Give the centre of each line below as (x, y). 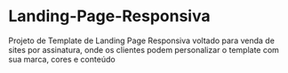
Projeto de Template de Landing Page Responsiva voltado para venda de (141, 40)
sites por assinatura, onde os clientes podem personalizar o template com (144, 49)
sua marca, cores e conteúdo (62, 59)
